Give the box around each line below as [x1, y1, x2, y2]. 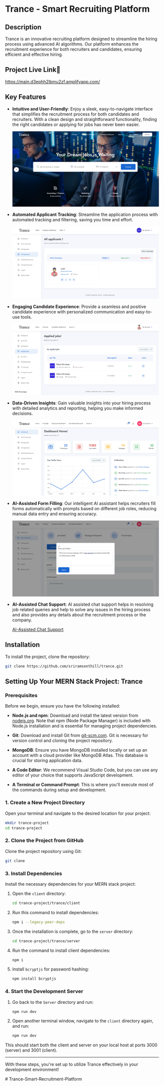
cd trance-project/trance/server [12, 939, 81, 944]
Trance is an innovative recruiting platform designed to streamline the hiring [5, 36, 158, 42]
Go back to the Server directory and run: [12, 999, 94, 1005]
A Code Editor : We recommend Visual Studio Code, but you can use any [12, 767, 158, 773]
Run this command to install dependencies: [12, 909, 99, 915]
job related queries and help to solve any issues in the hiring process [12, 607, 151, 613]
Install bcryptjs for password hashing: [12, 966, 89, 972]
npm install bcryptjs [12, 976, 56, 981]
